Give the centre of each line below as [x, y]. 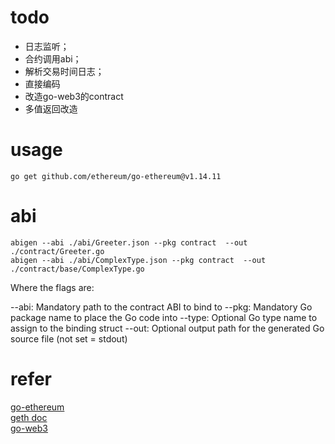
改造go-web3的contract [74, 96]
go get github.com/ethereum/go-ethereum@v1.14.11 [116, 176]
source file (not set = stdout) [69, 338]
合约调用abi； [53, 58]
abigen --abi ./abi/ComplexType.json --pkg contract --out [138, 260]
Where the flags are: [52, 287]
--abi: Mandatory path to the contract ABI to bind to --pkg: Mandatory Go [161, 307]
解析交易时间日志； [64, 71]
